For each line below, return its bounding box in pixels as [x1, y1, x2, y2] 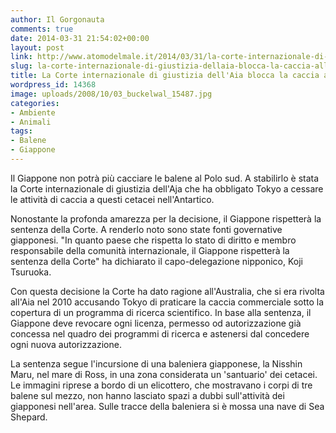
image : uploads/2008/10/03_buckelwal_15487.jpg [10, 89, 213, 99]
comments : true [10, 24, 74, 34]
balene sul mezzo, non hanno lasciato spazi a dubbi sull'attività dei [10, 389, 285, 401]
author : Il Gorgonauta [10, 14, 105, 25]
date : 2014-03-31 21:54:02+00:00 [10, 33, 150, 43]
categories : [10, 98, 60, 108]
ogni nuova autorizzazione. [10, 338, 122, 350]
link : [10, 52, 33, 62]
